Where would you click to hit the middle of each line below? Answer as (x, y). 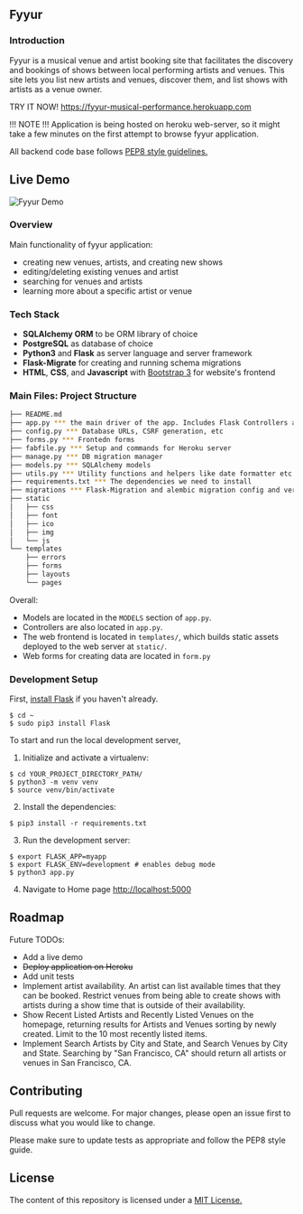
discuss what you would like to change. (83, 1122)
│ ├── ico (32, 523)
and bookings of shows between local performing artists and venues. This (147, 70)
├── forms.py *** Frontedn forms (72, 440)
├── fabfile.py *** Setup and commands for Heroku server (120, 448)
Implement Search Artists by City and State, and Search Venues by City (155, 1043)
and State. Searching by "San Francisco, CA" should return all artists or (154, 1053)
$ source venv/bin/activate (62, 790)
